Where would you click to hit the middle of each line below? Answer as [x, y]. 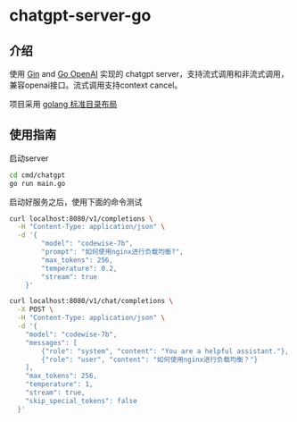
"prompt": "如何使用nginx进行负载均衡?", [113, 252]
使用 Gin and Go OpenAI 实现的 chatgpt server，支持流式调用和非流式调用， [149, 74]
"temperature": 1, [59, 384]
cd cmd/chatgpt [37, 175]
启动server [29, 158]
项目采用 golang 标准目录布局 [63, 104]
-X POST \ [35, 309]
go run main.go [37, 183]
